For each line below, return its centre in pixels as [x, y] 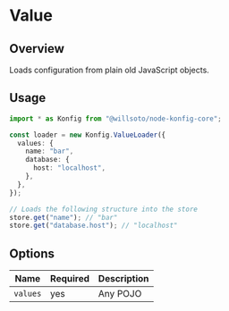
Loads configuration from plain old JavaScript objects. [110, 70]
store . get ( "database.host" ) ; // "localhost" [93, 226]
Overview [37, 49]
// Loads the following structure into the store [104, 209]
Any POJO [120, 294]
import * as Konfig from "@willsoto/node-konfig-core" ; [115, 118]
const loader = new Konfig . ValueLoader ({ [88, 135]
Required [70, 279]
